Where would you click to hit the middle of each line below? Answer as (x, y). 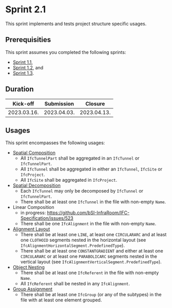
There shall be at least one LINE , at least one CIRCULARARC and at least (93, 235)
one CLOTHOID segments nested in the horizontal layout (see (83, 240)
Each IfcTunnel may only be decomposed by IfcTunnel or (82, 191)
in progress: (33, 213)
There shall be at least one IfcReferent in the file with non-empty (90, 273)
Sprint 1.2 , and (28, 67)
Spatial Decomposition (36, 185)
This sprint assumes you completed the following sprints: (66, 52)
